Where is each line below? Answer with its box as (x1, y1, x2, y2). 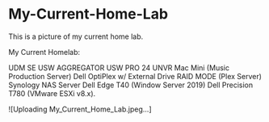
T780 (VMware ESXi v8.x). (8, 88, 96, 98)
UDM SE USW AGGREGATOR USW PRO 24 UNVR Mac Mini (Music (8, 62, 230, 73)
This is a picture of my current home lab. (8, 32, 144, 41)
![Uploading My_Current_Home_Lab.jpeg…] (8, 104, 152, 114)
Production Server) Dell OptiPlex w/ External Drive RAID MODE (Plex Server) (8, 71, 263, 81)
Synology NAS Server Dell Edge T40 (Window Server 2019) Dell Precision (8, 80, 253, 90)
